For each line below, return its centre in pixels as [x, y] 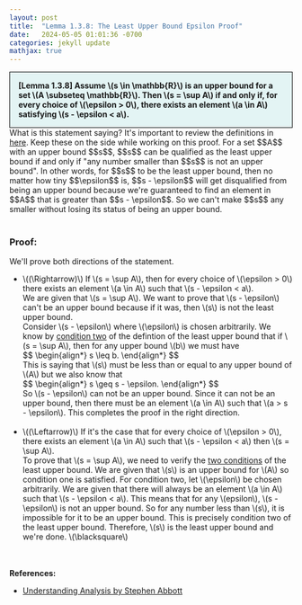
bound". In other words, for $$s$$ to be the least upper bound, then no [141, 171]
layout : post [34, 18]
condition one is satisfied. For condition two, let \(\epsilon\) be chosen [152, 480]
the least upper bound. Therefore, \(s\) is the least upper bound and [148, 528]
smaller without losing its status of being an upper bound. [116, 209]
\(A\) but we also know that [72, 375]
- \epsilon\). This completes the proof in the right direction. [131, 413]
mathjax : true [36, 51]
